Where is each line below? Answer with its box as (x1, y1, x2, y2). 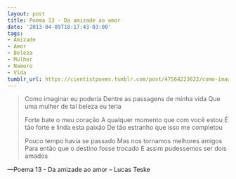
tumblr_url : (7, 75, 42, 83)
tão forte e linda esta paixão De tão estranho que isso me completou (24, 124, 223, 132)
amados (24, 152, 48, 160)
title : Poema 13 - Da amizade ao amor (7, 17, 121, 24)
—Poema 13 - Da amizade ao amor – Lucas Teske (7, 166, 151, 174)
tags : (7, 29, 23, 37)
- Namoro (7, 62, 33, 69)
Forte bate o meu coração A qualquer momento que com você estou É (24, 116, 228, 124)
